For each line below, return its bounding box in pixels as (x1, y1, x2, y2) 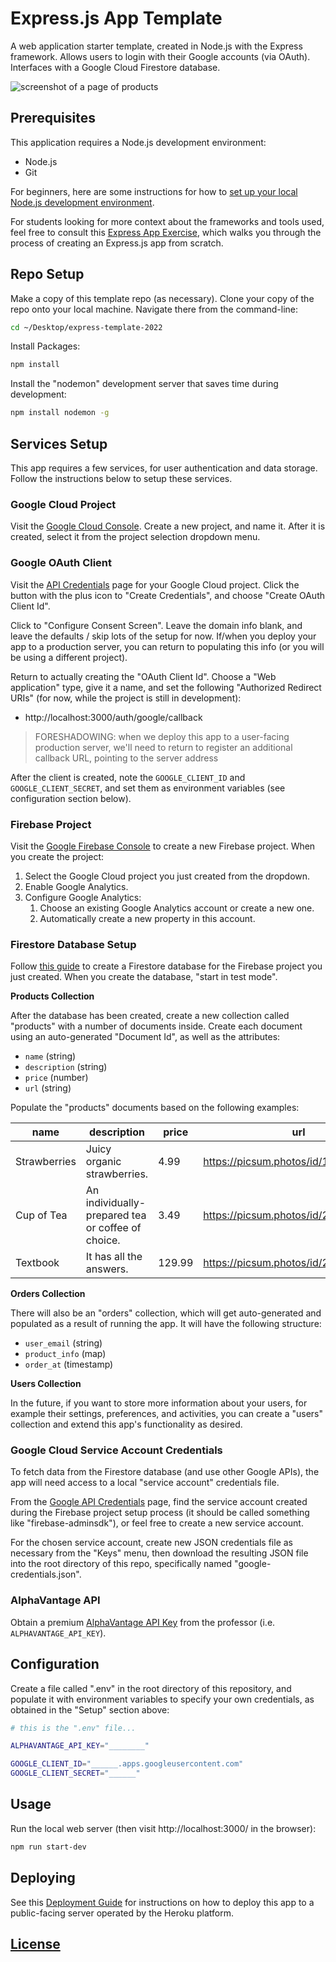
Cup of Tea (15, 1208, 68, 1222)
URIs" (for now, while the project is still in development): (10, 692, 242, 704)
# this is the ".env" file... (10, 1723, 137, 1733)
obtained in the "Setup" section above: (10, 1703, 170, 1716)
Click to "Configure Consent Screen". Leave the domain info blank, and (10, 619, 303, 631)
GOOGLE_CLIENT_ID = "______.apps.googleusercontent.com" (10, 1759, 244, 1769)
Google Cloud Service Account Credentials (10, 1443, 223, 1457)
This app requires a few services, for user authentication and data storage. (10, 462, 318, 474)
